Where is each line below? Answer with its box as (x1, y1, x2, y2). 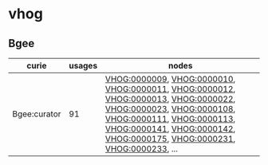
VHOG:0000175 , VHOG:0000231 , (104, 133, 236, 144)
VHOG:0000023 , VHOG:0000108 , (104, 104, 236, 114)
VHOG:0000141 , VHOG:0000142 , (104, 124, 236, 134)
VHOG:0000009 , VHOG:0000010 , (104, 73, 236, 84)
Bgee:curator (12, 108, 61, 120)
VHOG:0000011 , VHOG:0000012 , (104, 84, 236, 94)
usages (69, 61, 98, 71)
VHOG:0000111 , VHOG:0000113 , (104, 113, 236, 124)
